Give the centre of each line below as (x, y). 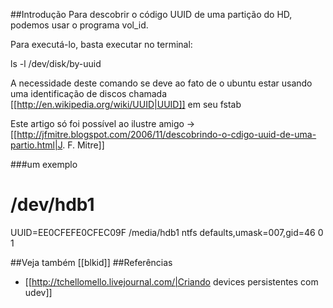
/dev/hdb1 (52, 205)
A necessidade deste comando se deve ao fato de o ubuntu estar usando (161, 83)
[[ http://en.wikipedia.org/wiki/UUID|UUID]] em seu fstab (126, 104)
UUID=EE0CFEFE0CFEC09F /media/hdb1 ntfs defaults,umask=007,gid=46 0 (167, 232)
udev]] (38, 292)
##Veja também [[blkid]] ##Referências (91, 262)
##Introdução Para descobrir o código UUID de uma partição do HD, (151, 14)
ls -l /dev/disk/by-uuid (56, 63)
